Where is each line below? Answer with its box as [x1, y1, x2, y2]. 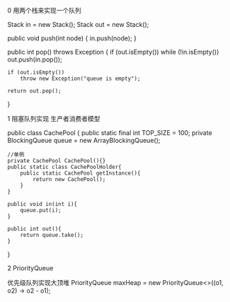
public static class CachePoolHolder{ [7, 163, 122, 170]
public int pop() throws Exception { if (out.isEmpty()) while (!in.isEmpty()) [7, 48, 219, 56]
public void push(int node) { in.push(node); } [7, 34, 137, 42]
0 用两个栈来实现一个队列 [7, 6, 81, 14]
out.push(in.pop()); [7, 55, 62, 64]
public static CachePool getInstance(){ [20, 170, 141, 177]
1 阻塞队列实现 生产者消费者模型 [7, 115, 100, 122]
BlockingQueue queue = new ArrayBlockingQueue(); [7, 137, 161, 144]
